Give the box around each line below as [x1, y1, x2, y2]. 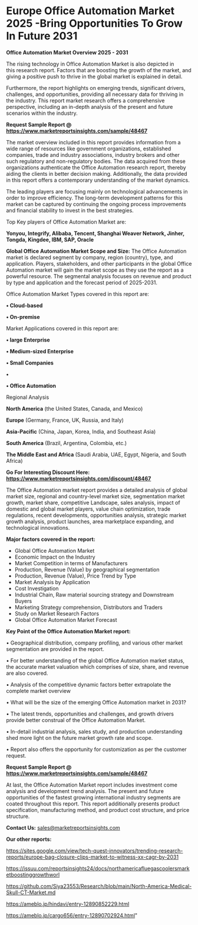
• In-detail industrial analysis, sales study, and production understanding [6, 728, 183, 735]
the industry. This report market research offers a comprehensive [6, 96, 165, 104]
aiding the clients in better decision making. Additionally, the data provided [6, 170, 187, 177]
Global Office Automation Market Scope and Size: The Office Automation [6, 247, 187, 254]
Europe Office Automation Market [6, 4, 175, 18]
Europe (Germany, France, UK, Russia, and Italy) [6, 416, 124, 424]
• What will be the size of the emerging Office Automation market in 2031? [6, 698, 187, 705]
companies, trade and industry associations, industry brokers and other [6, 151, 180, 158]
